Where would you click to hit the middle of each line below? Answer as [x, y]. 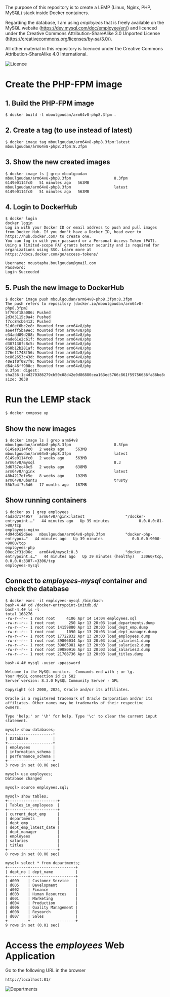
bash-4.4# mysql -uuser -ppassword [43, 663]
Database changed [24, 778]
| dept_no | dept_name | [42, 872]
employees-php [20, 548]
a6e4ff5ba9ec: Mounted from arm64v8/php [49, 331]
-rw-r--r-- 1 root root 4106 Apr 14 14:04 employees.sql [71, 618]
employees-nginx [22, 530]
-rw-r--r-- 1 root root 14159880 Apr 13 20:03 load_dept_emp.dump [77, 627]
